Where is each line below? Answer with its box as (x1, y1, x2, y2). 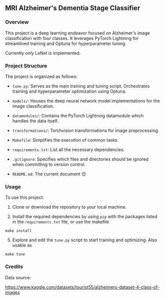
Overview (5, 19, 29, 26)
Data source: (5, 274, 31, 280)
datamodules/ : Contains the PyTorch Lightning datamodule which (12, 112, 144, 118)
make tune (5, 252, 26, 257)
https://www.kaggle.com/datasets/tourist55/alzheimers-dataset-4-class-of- (5, 284, 160, 290)
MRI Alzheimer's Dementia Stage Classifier (5, 4, 140, 12)
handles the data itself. (12, 118, 59, 124)
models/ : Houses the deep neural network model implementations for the (12, 98, 160, 104)
